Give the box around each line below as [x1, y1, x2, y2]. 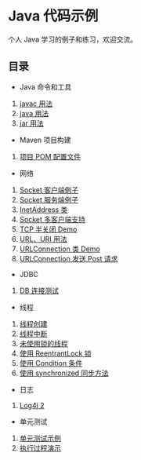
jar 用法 [19, 119, 45, 128]
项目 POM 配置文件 [19, 152, 81, 161]
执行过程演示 [19, 443, 61, 452]
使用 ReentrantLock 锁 [19, 349, 92, 358]
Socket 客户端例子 [19, 185, 79, 195]
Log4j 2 [19, 400, 45, 410]
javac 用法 [19, 99, 53, 108]
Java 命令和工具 [19, 82, 72, 91]
